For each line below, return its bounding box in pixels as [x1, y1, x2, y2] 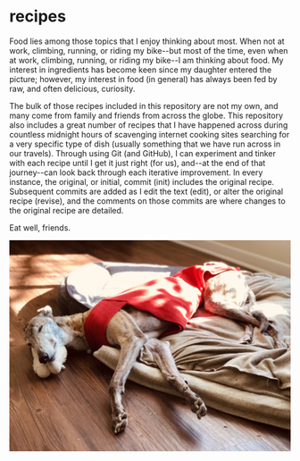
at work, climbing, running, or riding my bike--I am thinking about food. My [9, 54, 284, 65]
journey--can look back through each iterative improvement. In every [9, 167, 263, 178]
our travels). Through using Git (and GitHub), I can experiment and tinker [9, 147, 277, 158]
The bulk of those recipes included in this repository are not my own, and [9, 100, 279, 111]
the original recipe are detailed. [9, 205, 124, 215]
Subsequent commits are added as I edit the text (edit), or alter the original [9, 186, 284, 197]
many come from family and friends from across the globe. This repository [9, 110, 284, 121]
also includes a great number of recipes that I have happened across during [9, 119, 288, 130]
